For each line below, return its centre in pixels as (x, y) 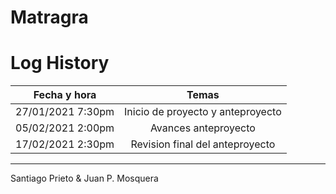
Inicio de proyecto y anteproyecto (203, 112)
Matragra (49, 17)
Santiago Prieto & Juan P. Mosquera (84, 178)
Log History (60, 63)
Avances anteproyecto (202, 128)
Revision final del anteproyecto (203, 144)
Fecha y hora (65, 95)
